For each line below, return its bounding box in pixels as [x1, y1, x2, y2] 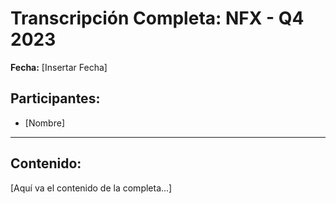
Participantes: [10, 90, 101, 107]
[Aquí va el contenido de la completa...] [10, 182, 173, 194]
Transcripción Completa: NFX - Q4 [10, 7, 305, 30]
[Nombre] [24, 117, 65, 129]
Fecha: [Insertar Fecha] [10, 61, 108, 73]
